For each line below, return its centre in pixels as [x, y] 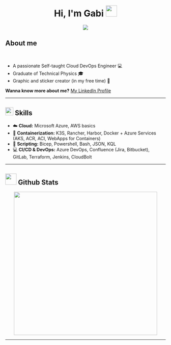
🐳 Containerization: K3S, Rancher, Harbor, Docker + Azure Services [84, 133]
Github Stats [38, 182]
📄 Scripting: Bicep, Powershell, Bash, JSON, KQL [64, 144]
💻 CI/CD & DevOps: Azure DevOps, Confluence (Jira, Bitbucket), [81, 149]
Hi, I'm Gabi [79, 14]
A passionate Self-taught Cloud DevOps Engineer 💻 [67, 66]
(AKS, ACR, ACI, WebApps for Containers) [56, 138]
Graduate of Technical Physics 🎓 [48, 73]
